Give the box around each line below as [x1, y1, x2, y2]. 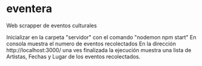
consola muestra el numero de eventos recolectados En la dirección [6, 40, 176, 47]
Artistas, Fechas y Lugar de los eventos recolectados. [6, 53, 141, 60]
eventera [6, 2, 53, 16]
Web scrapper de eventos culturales [6, 22, 97, 29]
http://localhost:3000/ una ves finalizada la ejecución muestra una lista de [6, 46, 192, 53]
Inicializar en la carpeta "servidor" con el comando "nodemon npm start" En [6, 33, 197, 41]
